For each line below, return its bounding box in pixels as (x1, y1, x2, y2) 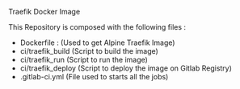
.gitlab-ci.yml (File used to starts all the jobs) (19, 72, 169, 81)
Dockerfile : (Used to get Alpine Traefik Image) (19, 38, 175, 47)
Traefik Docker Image (8, 7, 81, 16)
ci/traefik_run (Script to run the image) (19, 55, 148, 64)
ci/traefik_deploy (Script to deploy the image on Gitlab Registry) (19, 63, 233, 73)
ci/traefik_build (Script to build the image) (19, 47, 159, 55)
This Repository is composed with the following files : (8, 22, 187, 31)
